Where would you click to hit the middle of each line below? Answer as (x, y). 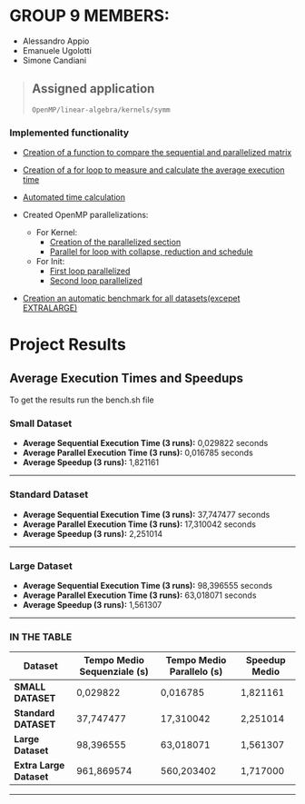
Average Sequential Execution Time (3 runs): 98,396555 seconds (148, 585)
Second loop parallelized (96, 281)
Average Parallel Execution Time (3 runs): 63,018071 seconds (139, 595)
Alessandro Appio (56, 41)
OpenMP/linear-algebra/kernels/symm (101, 110)
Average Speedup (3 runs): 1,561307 (92, 604)
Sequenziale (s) (114, 671)
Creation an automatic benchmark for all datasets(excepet (131, 298)
